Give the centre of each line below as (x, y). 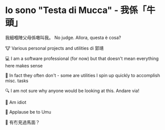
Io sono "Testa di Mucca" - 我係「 (76, 10)
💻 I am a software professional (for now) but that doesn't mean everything (82, 58)
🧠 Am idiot (16, 102)
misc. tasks (17, 80)
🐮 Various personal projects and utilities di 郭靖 (54, 48)
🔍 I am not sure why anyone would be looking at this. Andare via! (72, 90)
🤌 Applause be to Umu (28, 112)
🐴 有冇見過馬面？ (23, 122)
